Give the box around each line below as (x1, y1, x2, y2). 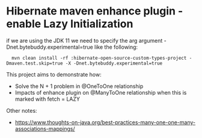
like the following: (94, 43, 138, 51)
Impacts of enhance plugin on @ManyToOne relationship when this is (14, 89, 187, 96)
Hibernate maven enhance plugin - (6, 4, 183, 18)
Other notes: (6, 107, 37, 114)
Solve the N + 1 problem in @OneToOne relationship (14, 83, 144, 90)
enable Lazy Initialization (6, 17, 133, 31)
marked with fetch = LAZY (14, 95, 80, 102)
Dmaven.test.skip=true (6, 60, 63, 66)
